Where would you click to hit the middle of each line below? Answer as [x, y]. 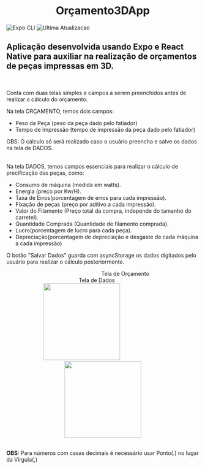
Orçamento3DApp [103, 11]
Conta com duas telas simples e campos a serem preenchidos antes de [96, 93]
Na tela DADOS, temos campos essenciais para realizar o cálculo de [92, 166]
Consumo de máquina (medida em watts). [68, 185]
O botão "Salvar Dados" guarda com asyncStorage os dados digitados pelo [102, 255]
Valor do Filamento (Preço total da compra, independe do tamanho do [103, 211]
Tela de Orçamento [125, 273]
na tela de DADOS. [30, 148]
